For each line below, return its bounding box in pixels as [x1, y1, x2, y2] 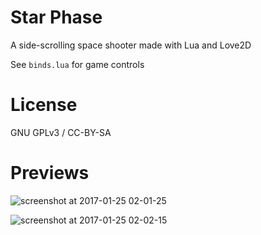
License [10, 94, 78, 116]
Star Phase [10, 6, 103, 29]
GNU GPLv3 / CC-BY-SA [10, 126, 112, 138]
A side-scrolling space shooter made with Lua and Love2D [10, 39, 252, 51]
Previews [10, 162, 90, 185]
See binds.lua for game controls [10, 58, 145, 70]
